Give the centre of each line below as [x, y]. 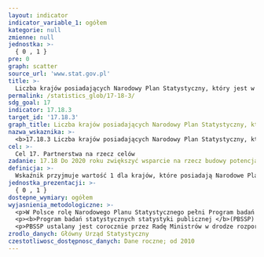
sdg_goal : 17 [29, 103]
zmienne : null [31, 37]
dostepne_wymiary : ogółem [50, 197]
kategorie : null [35, 30]
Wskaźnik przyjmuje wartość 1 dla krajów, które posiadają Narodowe [130, 176]
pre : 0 [19, 60]
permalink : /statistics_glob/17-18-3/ [71, 96]
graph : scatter [33, 67]
